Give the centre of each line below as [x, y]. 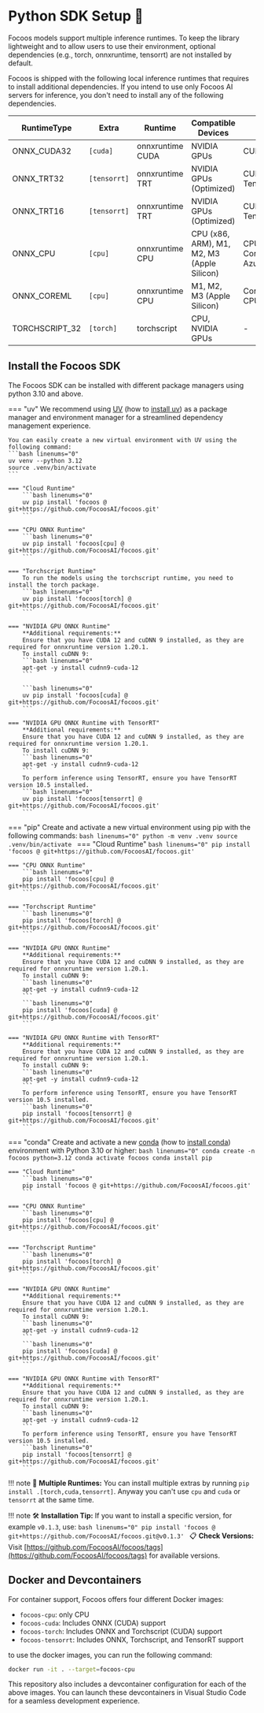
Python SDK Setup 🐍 [76, 16]
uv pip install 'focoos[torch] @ [77, 598]
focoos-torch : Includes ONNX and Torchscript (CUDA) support [121, 1631]
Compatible [213, 123]
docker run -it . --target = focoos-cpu [71, 1669]
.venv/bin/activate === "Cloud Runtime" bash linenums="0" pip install [129, 843]
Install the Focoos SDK [64, 366]
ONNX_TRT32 [38, 178]
